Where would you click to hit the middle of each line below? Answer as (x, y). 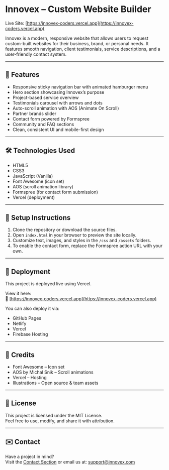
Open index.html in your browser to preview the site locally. (74, 235)
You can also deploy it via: (32, 309)
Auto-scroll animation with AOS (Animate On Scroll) (66, 108)
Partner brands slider (34, 113)
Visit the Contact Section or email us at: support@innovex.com (70, 462)
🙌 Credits (20, 355)
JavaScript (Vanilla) (33, 176)
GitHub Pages (27, 318)
